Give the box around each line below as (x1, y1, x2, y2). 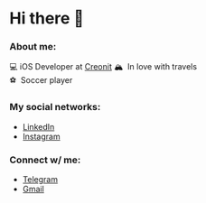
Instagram (22, 131, 61, 142)
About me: (9, 41, 57, 53)
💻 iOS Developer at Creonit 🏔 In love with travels (9, 61, 197, 72)
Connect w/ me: (9, 153, 81, 166)
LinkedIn (22, 121, 55, 132)
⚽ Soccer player (9, 75, 73, 86)
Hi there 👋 (9, 8, 84, 29)
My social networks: (9, 101, 101, 114)
